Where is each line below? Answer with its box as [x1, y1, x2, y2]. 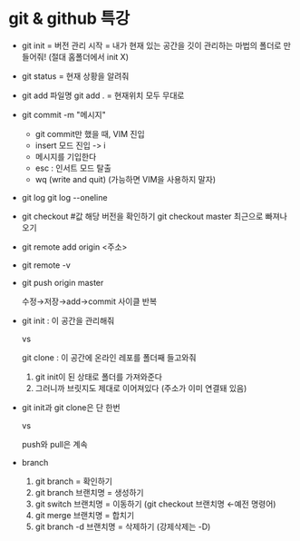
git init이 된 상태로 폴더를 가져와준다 [34, 371, 162, 382]
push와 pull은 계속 [21, 438, 88, 449]
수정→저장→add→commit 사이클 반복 [21, 296, 158, 307]
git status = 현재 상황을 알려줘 [21, 70, 130, 82]
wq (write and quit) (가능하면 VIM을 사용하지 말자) [34, 173, 217, 184]
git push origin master [21, 277, 104, 288]
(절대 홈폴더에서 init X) [48, 51, 129, 62]
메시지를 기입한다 [34, 151, 97, 162]
